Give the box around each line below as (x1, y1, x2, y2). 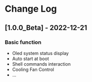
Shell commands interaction (12, 61, 71, 67)
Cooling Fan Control (12, 66, 54, 72)
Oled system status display (12, 50, 69, 56)
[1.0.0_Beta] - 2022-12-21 (5, 23, 87, 32)
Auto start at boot (12, 56, 49, 62)
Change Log (5, 3, 57, 15)
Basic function (5, 39, 42, 46)
